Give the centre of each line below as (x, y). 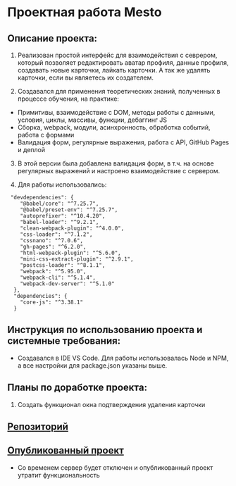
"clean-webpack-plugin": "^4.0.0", (72, 228)
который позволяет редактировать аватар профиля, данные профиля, (123, 63)
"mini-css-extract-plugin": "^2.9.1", (77, 259)
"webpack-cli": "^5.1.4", (58, 278)
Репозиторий (38, 427)
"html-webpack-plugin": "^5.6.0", (70, 253)
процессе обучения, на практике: (68, 99)
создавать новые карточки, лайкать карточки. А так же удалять (114, 70)
